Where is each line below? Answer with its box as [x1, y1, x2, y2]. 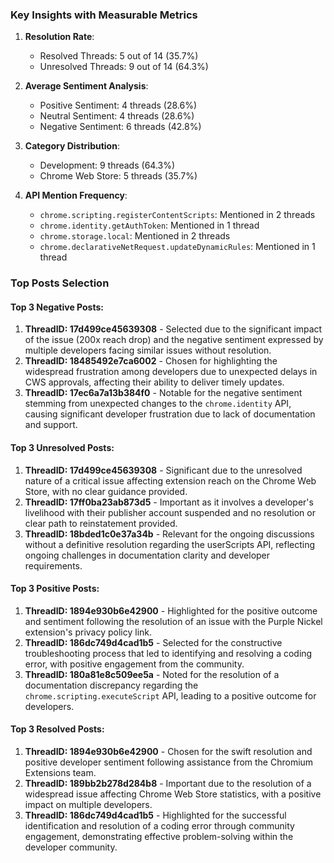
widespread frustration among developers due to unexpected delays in [24, 366, 318, 378]
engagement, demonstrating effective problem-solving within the [24, 831, 294, 843]
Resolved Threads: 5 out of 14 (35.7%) [39, 50, 199, 62]
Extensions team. [24, 767, 97, 779]
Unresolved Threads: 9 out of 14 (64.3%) [39, 61, 209, 73]
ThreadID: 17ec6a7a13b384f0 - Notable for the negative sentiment [24, 387, 303, 399]
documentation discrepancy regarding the [24, 679, 199, 691]
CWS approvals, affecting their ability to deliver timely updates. [24, 376, 285, 388]
